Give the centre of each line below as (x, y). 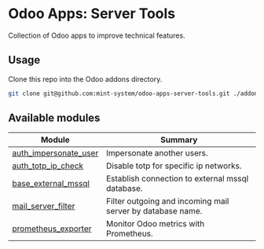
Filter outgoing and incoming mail (167, 201)
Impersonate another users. (157, 153)
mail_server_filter (44, 207)
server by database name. (154, 211)
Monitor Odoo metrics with (155, 224)
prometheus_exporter (52, 229)
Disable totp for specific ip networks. (174, 166)
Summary (179, 140)
